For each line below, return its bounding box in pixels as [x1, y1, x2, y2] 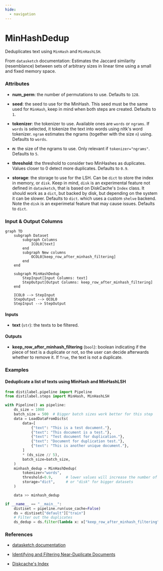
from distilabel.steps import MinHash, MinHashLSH [5, 394, 110, 399]
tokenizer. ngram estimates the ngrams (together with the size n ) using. [12, 131, 153, 137]
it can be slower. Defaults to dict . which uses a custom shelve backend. [12, 195, 157, 201]
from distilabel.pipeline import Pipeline [5, 389, 92, 394]
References [5, 531, 33, 538]
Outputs [5, 333, 22, 339]
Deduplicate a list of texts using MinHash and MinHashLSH [5, 379, 126, 384]
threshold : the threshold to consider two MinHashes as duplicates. [12, 160, 146, 166]
